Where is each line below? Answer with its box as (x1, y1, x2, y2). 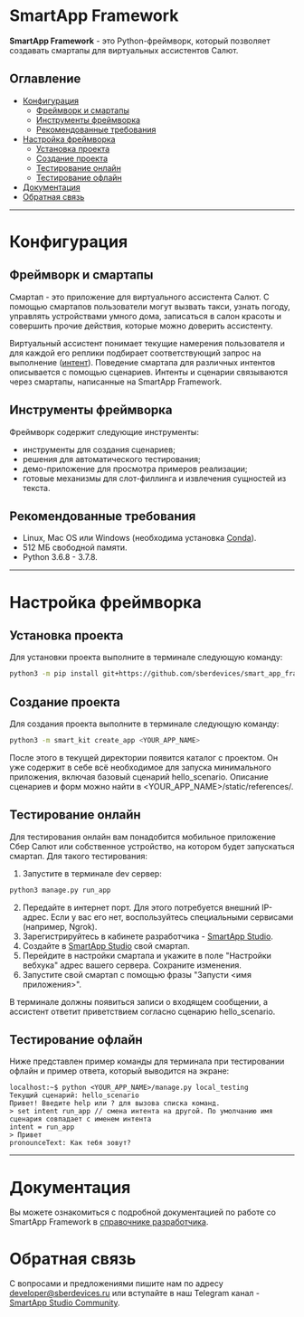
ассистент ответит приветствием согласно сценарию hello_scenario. (9, 1006, 276, 1017)
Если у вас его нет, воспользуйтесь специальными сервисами (50, 911, 294, 923)
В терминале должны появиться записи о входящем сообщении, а (9, 996, 269, 1007)
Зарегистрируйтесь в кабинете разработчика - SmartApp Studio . (22, 931, 274, 942)
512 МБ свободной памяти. (22, 542, 128, 553)
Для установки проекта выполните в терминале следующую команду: (9, 652, 283, 663)
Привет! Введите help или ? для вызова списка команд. (9, 1099, 221, 1108)
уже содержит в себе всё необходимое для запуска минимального (9, 762, 271, 772)
